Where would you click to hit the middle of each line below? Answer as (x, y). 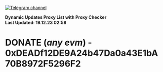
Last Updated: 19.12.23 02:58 (36, 23)
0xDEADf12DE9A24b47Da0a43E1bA (81, 53)
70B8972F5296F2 (43, 64)
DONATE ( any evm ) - (49, 43)
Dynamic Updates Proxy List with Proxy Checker (56, 17)
